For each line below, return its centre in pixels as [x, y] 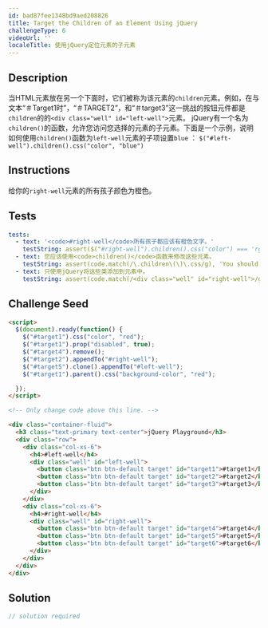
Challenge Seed [49, 304]
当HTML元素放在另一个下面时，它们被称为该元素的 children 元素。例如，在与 [134, 97]
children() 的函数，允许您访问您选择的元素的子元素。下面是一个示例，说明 [131, 128]
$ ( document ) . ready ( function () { [69, 330]
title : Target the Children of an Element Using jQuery [103, 23]
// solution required [44, 616]
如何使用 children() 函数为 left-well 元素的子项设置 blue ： [103, 137]
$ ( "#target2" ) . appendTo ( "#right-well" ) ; [91, 359]
